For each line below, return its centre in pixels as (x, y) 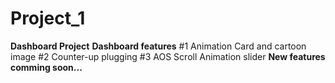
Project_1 (48, 18)
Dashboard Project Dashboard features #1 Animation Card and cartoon (158, 46)
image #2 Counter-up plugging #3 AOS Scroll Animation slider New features (168, 56)
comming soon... (46, 67)
